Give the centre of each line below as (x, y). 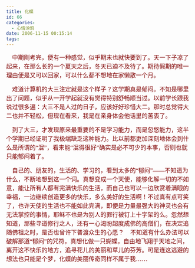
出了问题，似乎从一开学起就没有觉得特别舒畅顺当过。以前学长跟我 (98, 98)
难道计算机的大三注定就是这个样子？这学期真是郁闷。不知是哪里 (101, 89)
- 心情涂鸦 (23, 28)
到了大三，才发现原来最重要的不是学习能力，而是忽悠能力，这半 (101, 130)
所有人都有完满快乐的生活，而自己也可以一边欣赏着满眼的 (110, 188)
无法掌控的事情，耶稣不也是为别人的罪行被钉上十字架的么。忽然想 (98, 215)
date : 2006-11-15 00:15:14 (39, 34)
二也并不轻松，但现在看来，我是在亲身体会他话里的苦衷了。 (89, 116)
